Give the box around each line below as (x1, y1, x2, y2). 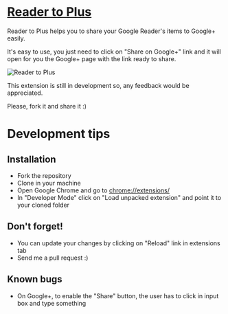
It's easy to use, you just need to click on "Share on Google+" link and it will (7, 47, 221, 56)
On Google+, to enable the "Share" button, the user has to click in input (16, 291, 219, 300)
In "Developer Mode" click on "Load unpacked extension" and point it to (16, 193, 222, 201)
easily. (7, 34, 25, 42)
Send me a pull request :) (16, 254, 89, 262)
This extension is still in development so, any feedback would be (7, 81, 190, 89)
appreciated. (7, 89, 43, 97)
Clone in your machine (16, 179, 81, 187)
